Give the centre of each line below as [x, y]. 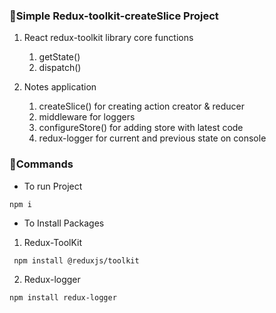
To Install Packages [64, 223]
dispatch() [60, 68]
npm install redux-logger [63, 297]
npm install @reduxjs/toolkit [76, 260]
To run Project [53, 186]
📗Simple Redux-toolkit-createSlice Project [114, 16]
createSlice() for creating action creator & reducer [141, 106]
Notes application [60, 87]
